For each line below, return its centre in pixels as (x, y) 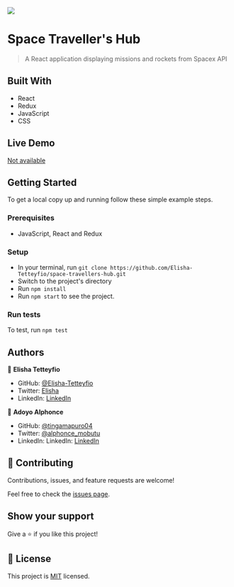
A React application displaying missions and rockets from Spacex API (126, 59)
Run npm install (42, 288)
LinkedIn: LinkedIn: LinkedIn (58, 441)
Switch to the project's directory (65, 281)
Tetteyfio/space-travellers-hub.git (72, 274)
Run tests (24, 314)
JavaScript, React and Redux (60, 234)
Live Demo (31, 143)
